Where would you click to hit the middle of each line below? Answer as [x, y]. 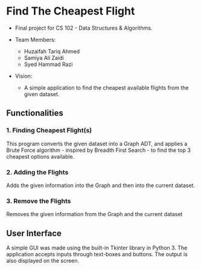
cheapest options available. [40, 156]
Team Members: [35, 39]
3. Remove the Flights [39, 201]
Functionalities [35, 113]
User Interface [34, 233]
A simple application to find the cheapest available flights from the [106, 87]
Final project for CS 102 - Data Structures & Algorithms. [84, 28]
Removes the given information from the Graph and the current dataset [94, 214]
